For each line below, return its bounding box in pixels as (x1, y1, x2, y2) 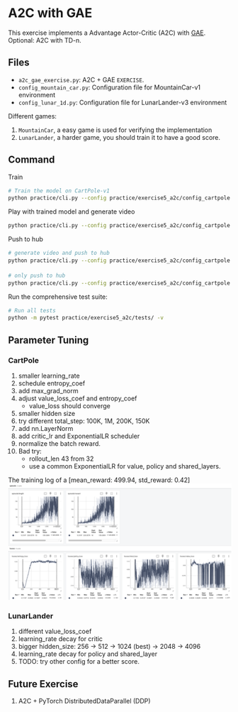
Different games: (8, 111, 57, 120)
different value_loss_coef (18, 627, 92, 636)
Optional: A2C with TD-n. (8, 35, 82, 44)
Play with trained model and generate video (8, 207, 135, 216)
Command (8, 154, 55, 166)
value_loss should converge (28, 402, 110, 410)
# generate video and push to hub (8, 250, 110, 257)
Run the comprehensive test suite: (8, 292, 108, 301)
